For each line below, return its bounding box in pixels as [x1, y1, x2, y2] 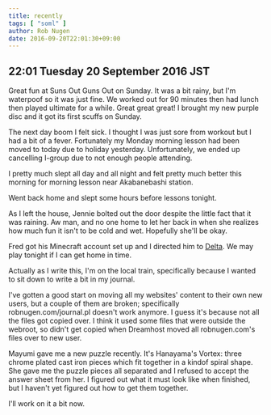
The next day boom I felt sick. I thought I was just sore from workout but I [8, 127, 252, 138]
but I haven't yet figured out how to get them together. [8, 383, 189, 393]
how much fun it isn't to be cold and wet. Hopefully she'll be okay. [8, 226, 228, 235]
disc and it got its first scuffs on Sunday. [8, 112, 143, 121]
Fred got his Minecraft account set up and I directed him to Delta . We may [8, 242, 254, 252]
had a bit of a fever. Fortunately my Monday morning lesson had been [8, 136, 240, 146]
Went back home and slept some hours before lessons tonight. [8, 193, 217, 203]
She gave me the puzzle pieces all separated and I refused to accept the [8, 366, 249, 376]
